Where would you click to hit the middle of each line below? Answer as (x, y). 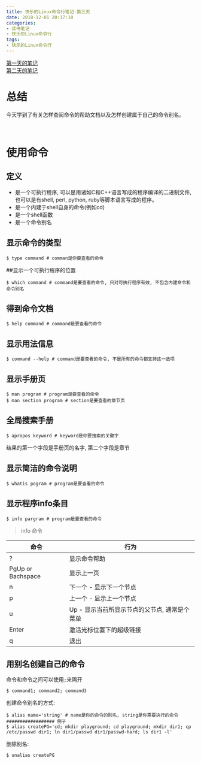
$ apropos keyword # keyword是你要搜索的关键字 (63, 436)
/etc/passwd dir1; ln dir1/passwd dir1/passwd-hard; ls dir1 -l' (89, 732)
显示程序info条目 (37, 504)
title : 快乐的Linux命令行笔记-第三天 (48, 12)
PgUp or (21, 569)
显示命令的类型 (34, 243)
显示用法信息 (30, 344)
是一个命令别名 (33, 222)
